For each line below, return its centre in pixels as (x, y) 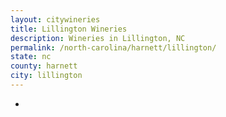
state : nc (31, 57)
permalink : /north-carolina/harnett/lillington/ (113, 47)
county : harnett (44, 66)
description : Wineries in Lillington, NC (98, 38)
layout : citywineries (55, 19)
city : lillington (46, 76)
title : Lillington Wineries (69, 29)
